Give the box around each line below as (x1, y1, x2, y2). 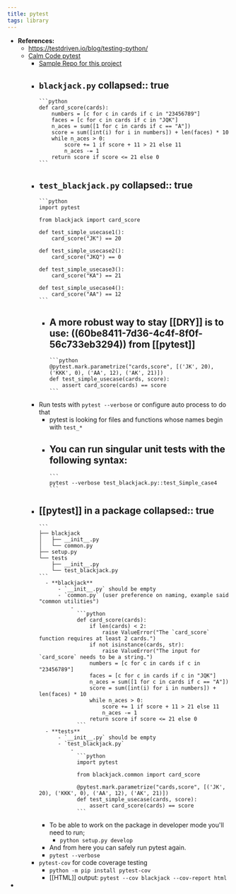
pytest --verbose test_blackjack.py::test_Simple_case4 (49, 479, 218, 487)
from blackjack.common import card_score (76, 771, 201, 778)
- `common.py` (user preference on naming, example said (57, 591, 229, 598)
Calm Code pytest (28, 51, 81, 60)
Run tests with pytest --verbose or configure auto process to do (38, 400, 227, 409)
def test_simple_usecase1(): (38, 229, 125, 236)
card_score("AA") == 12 (52, 291, 122, 298)
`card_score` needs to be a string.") (38, 654, 153, 661)
